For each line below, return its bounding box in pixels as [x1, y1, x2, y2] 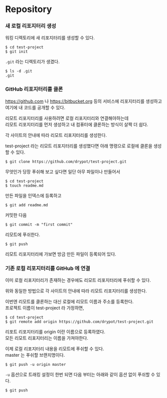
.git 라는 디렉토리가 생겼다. [5, 59, 60, 65]
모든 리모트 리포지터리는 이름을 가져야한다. [5, 335, 89, 341]
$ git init [5, 49, 28, 54]
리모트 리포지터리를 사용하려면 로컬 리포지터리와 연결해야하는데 [5, 115, 129, 121]
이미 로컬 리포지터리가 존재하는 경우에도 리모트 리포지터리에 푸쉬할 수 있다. [5, 277, 151, 283]
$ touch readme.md [5, 183, 44, 188]
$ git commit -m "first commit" [5, 222, 73, 227]
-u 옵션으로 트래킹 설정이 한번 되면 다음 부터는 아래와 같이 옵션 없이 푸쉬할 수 [5, 371, 155, 378]
